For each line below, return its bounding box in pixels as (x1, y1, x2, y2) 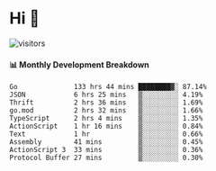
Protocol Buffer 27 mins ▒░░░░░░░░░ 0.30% (9, 153, 203, 163)
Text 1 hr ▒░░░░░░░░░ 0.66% (9, 130, 203, 139)
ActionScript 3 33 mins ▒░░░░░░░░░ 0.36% (9, 146, 203, 155)
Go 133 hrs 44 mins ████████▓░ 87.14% (9, 83, 207, 92)
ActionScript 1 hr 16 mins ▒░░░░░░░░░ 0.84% (9, 121, 203, 131)
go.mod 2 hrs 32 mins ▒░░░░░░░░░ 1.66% (9, 106, 203, 115)
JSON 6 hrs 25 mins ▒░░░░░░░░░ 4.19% (9, 90, 203, 100)
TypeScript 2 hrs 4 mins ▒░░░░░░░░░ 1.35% (9, 114, 203, 123)
